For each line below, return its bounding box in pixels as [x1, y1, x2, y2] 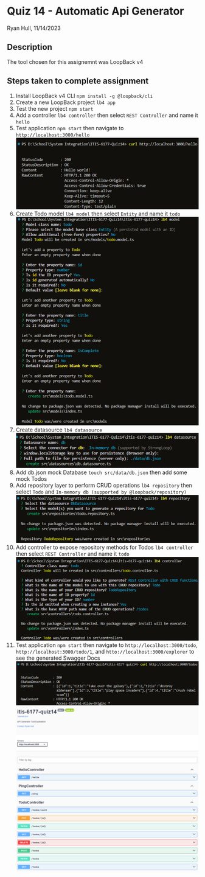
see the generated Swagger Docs [15, 654, 100, 662]
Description [7, 42, 52, 52]
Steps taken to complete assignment [7, 76, 149, 86]
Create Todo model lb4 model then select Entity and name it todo [15, 210, 181, 217]
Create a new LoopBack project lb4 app [15, 99, 116, 106]
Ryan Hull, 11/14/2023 [7, 24, 61, 32]
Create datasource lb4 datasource [15, 426, 103, 433]
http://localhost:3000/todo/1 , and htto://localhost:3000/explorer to [15, 648, 195, 655]
